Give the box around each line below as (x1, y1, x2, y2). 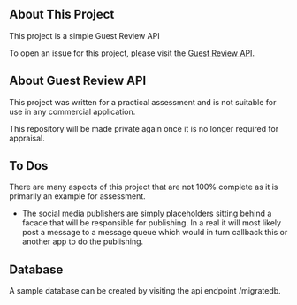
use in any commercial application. (9, 106, 136, 117)
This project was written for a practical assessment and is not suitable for (9, 96, 277, 107)
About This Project (9, 7, 115, 22)
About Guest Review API (9, 73, 147, 88)
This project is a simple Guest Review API (9, 30, 161, 41)
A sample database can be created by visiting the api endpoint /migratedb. (9, 286, 281, 296)
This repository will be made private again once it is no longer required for (9, 123, 279, 133)
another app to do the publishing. (21, 236, 144, 247)
